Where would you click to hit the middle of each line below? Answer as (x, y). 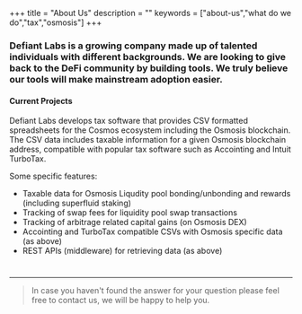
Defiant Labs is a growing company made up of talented (133, 46)
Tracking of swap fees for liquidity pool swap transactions (130, 213)
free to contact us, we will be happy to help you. (120, 301)
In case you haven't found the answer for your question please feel (155, 291)
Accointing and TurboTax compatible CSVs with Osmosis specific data (152, 231)
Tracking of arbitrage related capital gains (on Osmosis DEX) (134, 222)
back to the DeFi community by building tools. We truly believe (149, 68)
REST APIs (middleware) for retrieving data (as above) (122, 251)
